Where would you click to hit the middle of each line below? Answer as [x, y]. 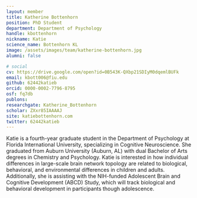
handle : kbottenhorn [32, 34]
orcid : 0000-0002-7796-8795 [41, 89]
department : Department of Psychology [54, 28]
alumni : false [24, 56]
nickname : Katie [26, 39]
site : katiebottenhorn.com [39, 116]
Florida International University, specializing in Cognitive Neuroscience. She [99, 145]
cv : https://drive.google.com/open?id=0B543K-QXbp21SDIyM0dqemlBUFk [93, 72]
